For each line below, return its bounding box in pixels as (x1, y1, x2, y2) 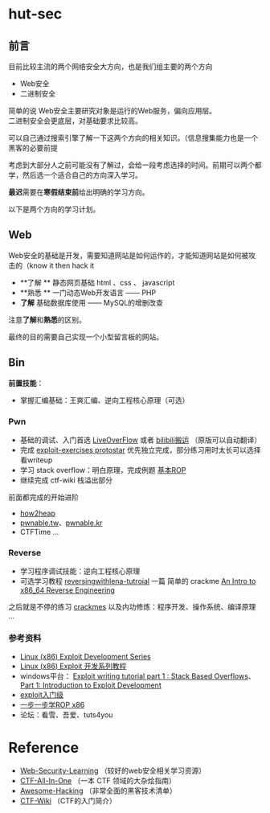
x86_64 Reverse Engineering (19, 585, 115, 595)
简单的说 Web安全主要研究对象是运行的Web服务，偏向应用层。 (8, 106, 217, 115)
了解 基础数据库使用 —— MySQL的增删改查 (19, 298, 163, 307)
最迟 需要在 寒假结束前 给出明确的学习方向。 (8, 187, 149, 197)
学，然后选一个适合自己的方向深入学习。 (8, 170, 142, 179)
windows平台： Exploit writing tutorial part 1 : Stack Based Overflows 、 (19, 671, 256, 680)
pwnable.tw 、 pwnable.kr (19, 518, 103, 528)
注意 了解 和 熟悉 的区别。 (8, 314, 86, 324)
